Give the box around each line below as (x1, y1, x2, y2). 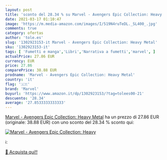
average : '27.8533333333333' (5, 100, 66, 105)
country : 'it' (5, 77, 35, 82)
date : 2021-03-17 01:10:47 (5, 16, 61, 21)
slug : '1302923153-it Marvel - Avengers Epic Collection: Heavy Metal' (5, 40, 157, 45)
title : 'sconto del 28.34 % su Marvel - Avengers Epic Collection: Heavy (5, 12, 162, 17)
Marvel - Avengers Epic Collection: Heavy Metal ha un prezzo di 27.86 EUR (5, 114, 159, 120)
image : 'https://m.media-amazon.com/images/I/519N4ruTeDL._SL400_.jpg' (5, 21, 157, 26)
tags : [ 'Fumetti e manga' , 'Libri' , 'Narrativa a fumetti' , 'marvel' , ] (5, 49, 155, 54)
